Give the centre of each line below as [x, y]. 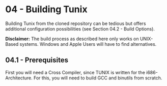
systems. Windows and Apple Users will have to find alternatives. [88, 44]
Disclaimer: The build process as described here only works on [72, 39]
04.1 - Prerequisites [37, 60]
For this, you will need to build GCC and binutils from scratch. [98, 78]
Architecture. [19, 78]
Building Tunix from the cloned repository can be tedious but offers [76, 23]
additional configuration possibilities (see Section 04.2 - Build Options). [80, 28]
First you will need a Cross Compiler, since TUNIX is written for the [75, 72]
